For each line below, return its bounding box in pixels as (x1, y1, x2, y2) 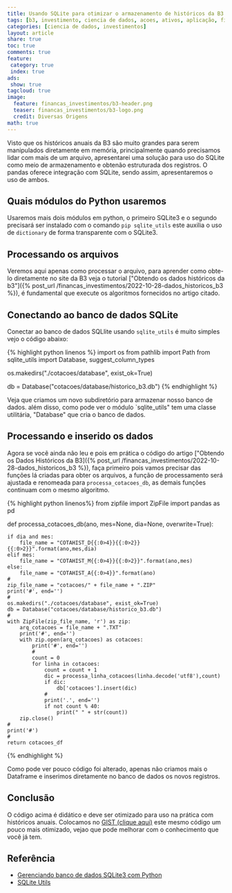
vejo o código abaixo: (7, 334, 68, 343)
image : (7, 94, 26, 101)
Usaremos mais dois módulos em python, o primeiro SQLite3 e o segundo (7, 214, 217, 222)
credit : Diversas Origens (13, 113, 88, 120)
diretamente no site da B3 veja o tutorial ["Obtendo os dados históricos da (13, 274, 225, 282)
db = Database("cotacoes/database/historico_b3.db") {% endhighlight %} (7, 382, 217, 390)
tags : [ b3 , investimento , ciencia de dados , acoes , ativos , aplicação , (7, 17, 217, 24)
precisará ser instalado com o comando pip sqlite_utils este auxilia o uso (7, 221, 222, 229)
